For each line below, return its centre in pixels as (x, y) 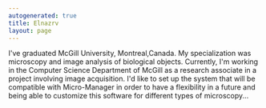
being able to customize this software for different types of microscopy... (129, 96)
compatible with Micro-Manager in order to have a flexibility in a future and (132, 87)
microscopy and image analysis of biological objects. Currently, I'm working (133, 62)
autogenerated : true (43, 16)
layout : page (30, 30)
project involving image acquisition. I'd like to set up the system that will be (132, 79)
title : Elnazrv (34, 23)
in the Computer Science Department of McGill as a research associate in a (133, 70)
